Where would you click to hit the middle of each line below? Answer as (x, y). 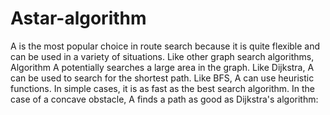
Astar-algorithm (78, 18)
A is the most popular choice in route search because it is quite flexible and (165, 46)
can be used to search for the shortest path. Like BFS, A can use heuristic (162, 78)
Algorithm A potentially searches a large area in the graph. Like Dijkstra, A (162, 67)
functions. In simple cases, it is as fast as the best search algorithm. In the (162, 88)
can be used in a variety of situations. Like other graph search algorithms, (162, 56)
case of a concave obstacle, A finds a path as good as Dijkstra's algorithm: (164, 99)
